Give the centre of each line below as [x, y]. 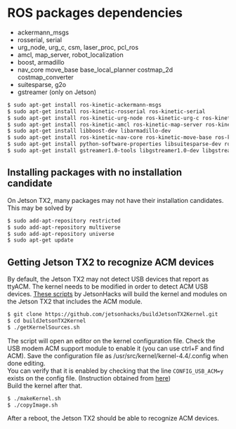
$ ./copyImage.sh [33, 405]
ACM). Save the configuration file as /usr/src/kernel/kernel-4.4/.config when [118, 355]
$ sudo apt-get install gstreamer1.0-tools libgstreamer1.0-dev [103, 151]
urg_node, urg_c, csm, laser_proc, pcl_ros [78, 47]
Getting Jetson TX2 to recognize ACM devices [111, 262]
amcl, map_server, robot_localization [71, 55]
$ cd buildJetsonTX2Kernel [47, 321]
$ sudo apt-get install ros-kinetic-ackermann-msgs [84, 105]
